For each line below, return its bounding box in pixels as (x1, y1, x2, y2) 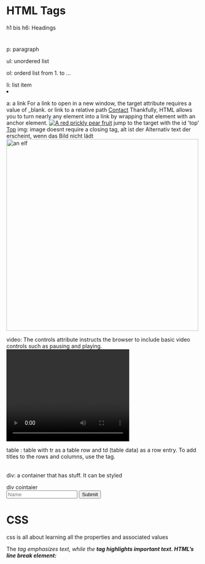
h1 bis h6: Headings (6, 24, 56, 31)
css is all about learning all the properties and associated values (6, 533, 169, 541)
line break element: (6, 552, 57, 559)
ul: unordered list (6, 58, 49, 65)
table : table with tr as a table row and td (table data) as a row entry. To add (6, 446, 196, 454)
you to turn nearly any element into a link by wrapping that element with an (6, 113, 196, 120)
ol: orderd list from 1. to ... (6, 69, 71, 77)
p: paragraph (6, 45, 39, 53)
